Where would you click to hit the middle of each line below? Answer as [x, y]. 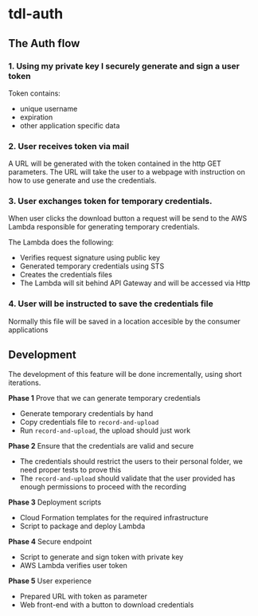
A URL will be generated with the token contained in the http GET [115, 163]
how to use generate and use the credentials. [82, 181]
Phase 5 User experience [50, 581]
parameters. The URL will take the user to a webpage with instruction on [127, 172]
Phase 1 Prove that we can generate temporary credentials [104, 398]
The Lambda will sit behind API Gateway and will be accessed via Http [135, 283]
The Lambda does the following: [61, 242]
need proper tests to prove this [70, 469]
